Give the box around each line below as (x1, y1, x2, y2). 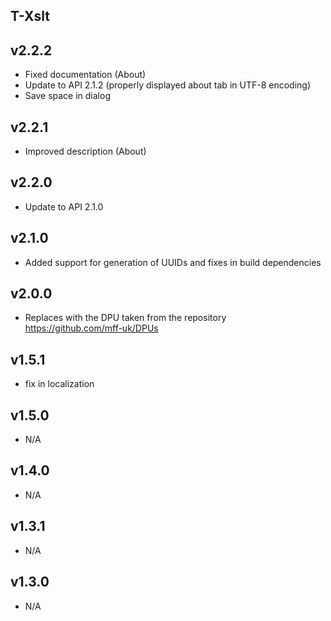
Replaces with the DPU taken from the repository (24, 312, 227, 324)
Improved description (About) (24, 145, 147, 158)
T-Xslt (10, 8, 50, 25)
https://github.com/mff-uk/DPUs (24, 322, 159, 334)
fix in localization (24, 378, 95, 390)
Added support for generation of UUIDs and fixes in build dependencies (24, 256, 322, 268)
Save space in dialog (24, 90, 111, 102)
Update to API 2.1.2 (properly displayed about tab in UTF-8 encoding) (24, 79, 311, 91)
